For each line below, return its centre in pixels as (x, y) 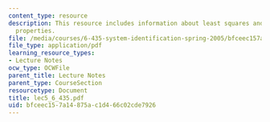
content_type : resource (48, 16)
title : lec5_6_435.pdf (46, 98)
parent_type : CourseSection (55, 83)
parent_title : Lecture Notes (57, 75)
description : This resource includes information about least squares (129, 23)
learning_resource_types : (51, 53)
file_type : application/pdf (55, 46)
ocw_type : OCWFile (39, 68)
